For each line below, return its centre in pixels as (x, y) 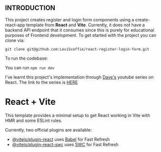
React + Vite (30, 102)
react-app (15, 25)
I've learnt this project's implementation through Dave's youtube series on (79, 77)
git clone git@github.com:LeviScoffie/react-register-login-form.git (77, 49)
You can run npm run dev (30, 68)
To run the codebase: (27, 58)
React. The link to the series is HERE (41, 82)
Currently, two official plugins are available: (49, 130)
